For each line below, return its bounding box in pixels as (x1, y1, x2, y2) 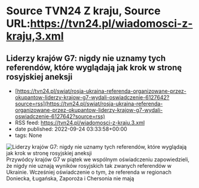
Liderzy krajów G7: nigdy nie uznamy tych (6, 53, 166, 63)
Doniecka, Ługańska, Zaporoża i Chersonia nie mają (6, 175, 134, 182)
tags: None (14, 132, 42, 139)
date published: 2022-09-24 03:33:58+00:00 (14, 126, 127, 132)
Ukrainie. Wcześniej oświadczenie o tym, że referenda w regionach (6, 168, 172, 176)
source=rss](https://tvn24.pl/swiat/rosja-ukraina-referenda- (14, 100, 163, 107)
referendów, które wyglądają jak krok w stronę (6, 62, 182, 73)
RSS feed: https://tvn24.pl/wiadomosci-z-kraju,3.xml (14, 119, 145, 126)
